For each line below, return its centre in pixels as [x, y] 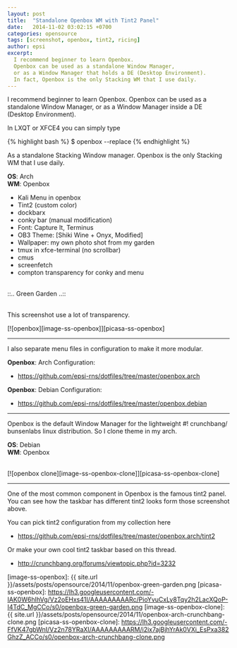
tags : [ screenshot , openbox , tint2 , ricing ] [74, 40]
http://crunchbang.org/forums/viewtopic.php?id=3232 [97, 563]
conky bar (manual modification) [65, 220]
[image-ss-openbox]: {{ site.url [53, 577]
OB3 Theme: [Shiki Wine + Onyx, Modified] [80, 235]
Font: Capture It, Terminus [55, 228]
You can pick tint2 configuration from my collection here [89, 522]
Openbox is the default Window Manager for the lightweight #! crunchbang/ [117, 424]
